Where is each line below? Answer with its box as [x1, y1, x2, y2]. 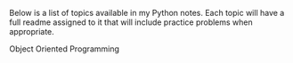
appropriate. [9, 27, 55, 36]
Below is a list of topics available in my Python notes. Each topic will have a [9, 8, 285, 18]
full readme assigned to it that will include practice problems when [9, 17, 254, 28]
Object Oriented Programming [9, 43, 120, 54]
